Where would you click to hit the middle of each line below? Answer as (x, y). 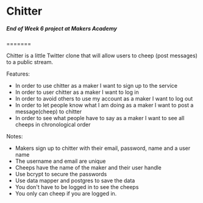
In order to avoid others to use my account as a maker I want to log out (104, 99)
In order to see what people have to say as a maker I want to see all (100, 118)
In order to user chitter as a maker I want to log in (77, 92)
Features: (18, 74)
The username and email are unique (60, 161)
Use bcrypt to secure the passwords (61, 174)
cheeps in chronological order (53, 125)
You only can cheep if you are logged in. (66, 194)
